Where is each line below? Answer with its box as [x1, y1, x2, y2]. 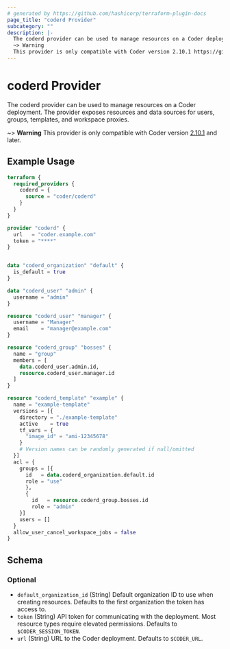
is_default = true [13, 269, 66, 275]
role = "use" [25, 478, 63, 485]
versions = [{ [13, 407, 53, 414]
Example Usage [7, 156, 75, 168]
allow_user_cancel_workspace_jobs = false [13, 529, 136, 536]
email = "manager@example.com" [13, 326, 112, 332]
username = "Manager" [13, 319, 75, 326]
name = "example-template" [13, 401, 90, 408]
